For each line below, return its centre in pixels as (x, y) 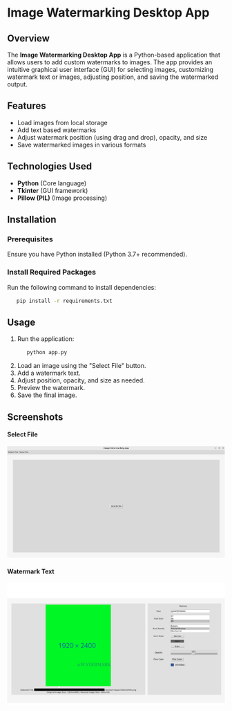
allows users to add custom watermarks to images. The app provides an (110, 62)
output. (17, 84)
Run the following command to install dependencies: (82, 287)
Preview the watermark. (51, 388)
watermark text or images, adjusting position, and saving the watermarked (113, 77)
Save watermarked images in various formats (81, 145)
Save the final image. (47, 395)
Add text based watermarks (57, 130)
